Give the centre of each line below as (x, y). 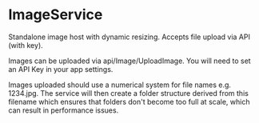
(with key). (26, 45)
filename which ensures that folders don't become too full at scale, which (129, 101)
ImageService (56, 15)
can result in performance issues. (64, 110)
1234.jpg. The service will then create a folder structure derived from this (129, 93)
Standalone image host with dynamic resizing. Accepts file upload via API (129, 37)
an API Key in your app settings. (61, 69)
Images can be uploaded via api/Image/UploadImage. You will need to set (129, 61)
